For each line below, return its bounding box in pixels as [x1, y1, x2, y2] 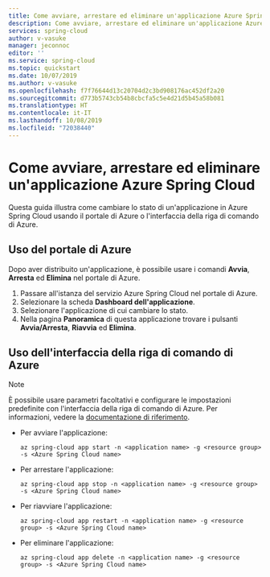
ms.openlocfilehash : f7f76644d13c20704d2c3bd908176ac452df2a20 [8, 86, 225, 95]
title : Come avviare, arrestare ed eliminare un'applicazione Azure [8, 11, 243, 20]
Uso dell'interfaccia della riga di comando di [8, 345, 234, 359]
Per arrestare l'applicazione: [19, 464, 114, 475]
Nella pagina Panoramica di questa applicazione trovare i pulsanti [19, 314, 239, 324]
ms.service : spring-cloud [8, 57, 95, 65]
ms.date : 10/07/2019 [8, 72, 78, 80]
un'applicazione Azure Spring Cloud [8, 175, 256, 194]
